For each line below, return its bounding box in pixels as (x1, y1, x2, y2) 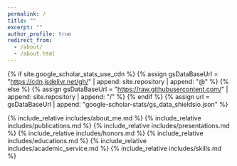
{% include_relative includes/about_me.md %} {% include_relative (7, 113, 201, 122)
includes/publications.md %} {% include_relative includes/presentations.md (7, 121, 230, 130)
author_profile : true (7, 30, 72, 38)
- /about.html (14, 51, 56, 58)
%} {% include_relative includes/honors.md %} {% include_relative (7, 129, 204, 138)
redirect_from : (7, 37, 53, 44)
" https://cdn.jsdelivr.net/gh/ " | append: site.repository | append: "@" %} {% (7, 77, 229, 85)
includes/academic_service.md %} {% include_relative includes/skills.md (7, 144, 222, 152)
